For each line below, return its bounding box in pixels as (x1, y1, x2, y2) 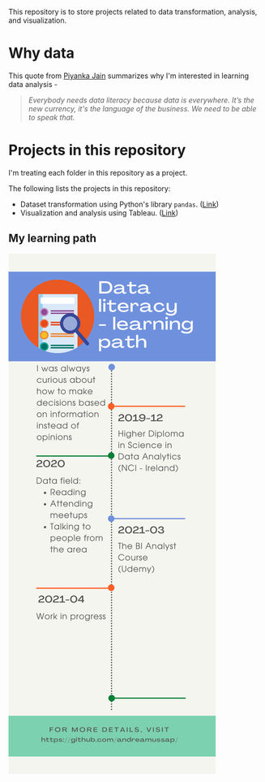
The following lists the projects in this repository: (8, 183, 171, 193)
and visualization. (8, 15, 67, 25)
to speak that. (28, 112, 75, 122)
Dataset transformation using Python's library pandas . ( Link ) (19, 199, 220, 209)
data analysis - (8, 79, 58, 89)
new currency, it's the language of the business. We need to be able (28, 103, 257, 113)
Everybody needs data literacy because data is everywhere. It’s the (28, 95, 255, 105)
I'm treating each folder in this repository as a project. (8, 167, 188, 177)
